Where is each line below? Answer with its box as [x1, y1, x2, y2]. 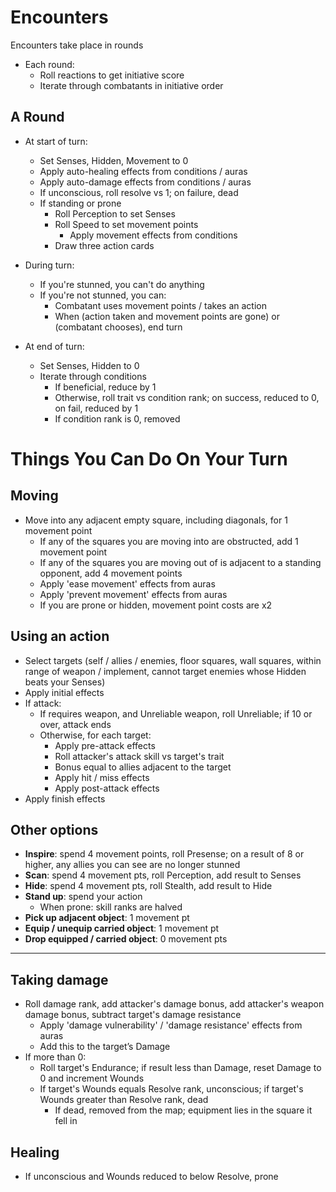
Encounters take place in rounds [10, 39, 144, 51]
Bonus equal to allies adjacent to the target [54, 761, 232, 773]
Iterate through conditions [39, 370, 147, 382]
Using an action [10, 628, 110, 645]
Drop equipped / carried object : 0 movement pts [24, 933, 228, 945]
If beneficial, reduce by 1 [54, 381, 157, 393]
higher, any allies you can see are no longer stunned [24, 859, 241, 871]
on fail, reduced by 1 [54, 402, 139, 414]
